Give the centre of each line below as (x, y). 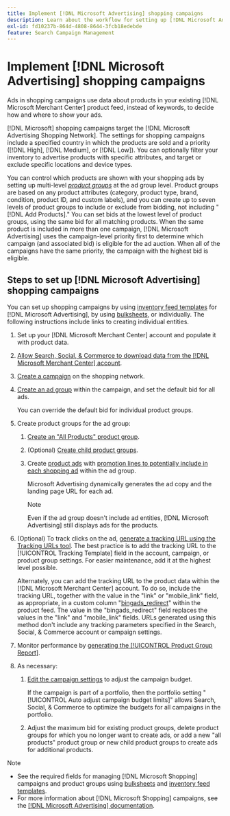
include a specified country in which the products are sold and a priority (109, 143)
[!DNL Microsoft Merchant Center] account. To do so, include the (108, 588)
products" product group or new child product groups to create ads (122, 742)
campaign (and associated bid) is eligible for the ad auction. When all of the (114, 244)
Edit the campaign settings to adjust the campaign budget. (110, 679)
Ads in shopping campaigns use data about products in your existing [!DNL (113, 100)
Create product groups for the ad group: (74, 423)
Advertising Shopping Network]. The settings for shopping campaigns (106, 135)
